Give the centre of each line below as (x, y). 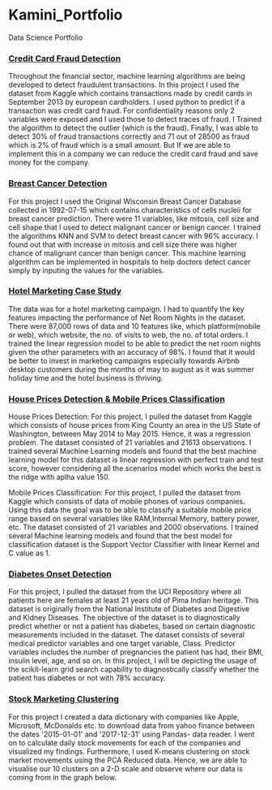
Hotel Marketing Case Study (65, 291)
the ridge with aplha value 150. (59, 477)
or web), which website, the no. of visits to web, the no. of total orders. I (128, 335)
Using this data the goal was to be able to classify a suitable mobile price (130, 510)
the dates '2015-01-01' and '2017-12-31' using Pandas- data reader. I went (132, 734)
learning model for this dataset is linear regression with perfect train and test (136, 460)
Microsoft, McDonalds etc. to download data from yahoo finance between (132, 725)
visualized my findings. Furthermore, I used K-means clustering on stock (129, 751)
